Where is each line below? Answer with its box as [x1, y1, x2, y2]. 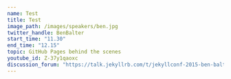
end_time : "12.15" [7, 42, 60, 49]
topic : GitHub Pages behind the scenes [7, 49, 122, 56]
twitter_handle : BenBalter [7, 29, 85, 36]
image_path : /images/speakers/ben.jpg [7, 23, 118, 30]
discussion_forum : [7, 61, 60, 68]
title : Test [7, 16, 41, 23]
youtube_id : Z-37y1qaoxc [7, 55, 78, 62]
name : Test [7, 10, 38, 17]
